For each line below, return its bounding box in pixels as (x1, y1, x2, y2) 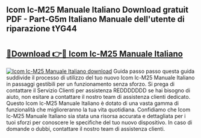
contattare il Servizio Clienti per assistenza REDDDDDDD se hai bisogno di (6, 87, 191, 94)
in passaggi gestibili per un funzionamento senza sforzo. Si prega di (6, 81, 175, 87)
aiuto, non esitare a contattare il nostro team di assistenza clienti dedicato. (6, 93, 191, 100)
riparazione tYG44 (6, 24, 77, 34)
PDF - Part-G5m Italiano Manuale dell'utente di (6, 14, 185, 25)
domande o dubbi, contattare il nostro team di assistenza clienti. (6, 125, 165, 132)
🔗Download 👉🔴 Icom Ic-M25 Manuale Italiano (6, 48, 184, 59)
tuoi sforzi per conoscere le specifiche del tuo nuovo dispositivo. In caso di (6, 119, 193, 126)
